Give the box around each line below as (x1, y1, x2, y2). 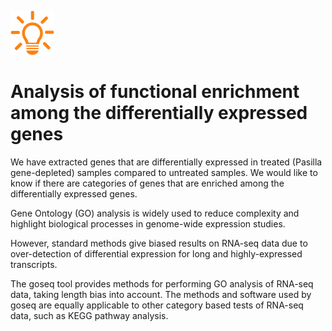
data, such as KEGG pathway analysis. (10, 309, 169, 321)
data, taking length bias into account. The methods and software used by (10, 288, 312, 300)
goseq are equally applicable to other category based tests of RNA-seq (10, 299, 304, 311)
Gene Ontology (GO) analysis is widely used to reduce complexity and (10, 207, 300, 219)
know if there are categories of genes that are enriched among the (10, 177, 285, 189)
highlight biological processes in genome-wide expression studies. (10, 217, 286, 230)
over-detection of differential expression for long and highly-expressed (10, 247, 303, 260)
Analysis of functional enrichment (10, 81, 300, 103)
